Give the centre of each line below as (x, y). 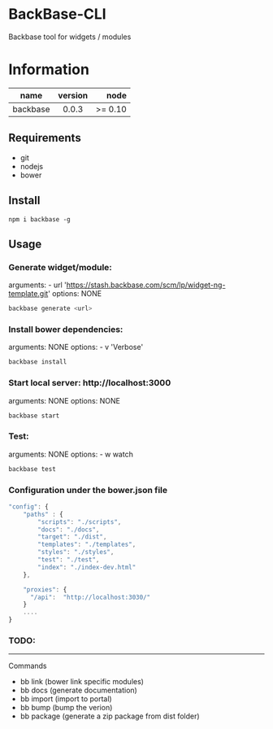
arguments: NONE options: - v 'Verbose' (76, 347)
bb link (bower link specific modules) (82, 682)
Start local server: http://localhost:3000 (90, 383)
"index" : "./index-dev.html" (87, 567)
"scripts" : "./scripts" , (80, 522)
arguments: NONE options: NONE (64, 400)
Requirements (45, 138)
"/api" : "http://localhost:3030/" (90, 597)
